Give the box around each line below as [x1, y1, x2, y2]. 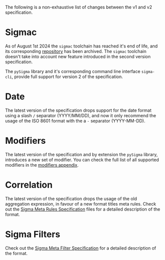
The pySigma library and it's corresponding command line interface [5, 68, 141, 74]
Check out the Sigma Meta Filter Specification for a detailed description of [5, 245, 157, 251]
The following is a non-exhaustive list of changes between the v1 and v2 [5, 4, 152, 10]
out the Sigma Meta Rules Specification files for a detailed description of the [5, 206, 161, 212]
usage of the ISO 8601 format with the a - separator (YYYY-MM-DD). [5, 118, 146, 124]
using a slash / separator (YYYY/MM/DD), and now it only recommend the [5, 112, 157, 118]
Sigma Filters [5, 228, 60, 240]
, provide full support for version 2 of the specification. [11, 74, 123, 80]
